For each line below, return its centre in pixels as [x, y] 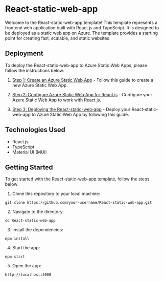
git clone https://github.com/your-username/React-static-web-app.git [79, 203]
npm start [15, 257]
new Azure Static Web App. [40, 85]
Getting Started [29, 167]
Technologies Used [35, 130]
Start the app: [26, 248]
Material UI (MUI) [30, 152]
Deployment [24, 54]
